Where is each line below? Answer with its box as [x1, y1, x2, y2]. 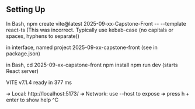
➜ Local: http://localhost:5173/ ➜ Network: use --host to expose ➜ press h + [6, 90, 190, 97]
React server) [6, 67, 39, 75]
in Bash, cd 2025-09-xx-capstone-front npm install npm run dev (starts [6, 61, 178, 68]
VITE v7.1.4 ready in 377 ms [6, 79, 72, 86]
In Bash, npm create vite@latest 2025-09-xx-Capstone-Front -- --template [6, 20, 187, 27]
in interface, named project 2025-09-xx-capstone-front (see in [6, 44, 158, 51]
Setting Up [6, 5, 46, 15]
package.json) [6, 50, 41, 57]
